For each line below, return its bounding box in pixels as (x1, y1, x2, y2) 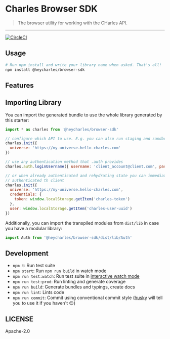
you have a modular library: (5, 225, 62, 231)
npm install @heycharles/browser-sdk (5, 67, 85, 72)
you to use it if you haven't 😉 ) (12, 300, 76, 306)
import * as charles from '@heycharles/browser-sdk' (5, 127, 119, 132)
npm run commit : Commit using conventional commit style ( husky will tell (12, 294, 163, 301)
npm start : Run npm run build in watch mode (12, 268, 107, 274)
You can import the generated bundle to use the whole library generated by (5, 112, 162, 118)
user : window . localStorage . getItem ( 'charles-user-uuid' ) (10, 206, 133, 211)
